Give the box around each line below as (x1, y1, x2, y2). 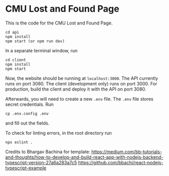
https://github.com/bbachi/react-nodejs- (78, 159, 164, 165)
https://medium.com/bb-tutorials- (91, 149, 162, 155)
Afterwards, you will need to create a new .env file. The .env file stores (5, 96, 154, 102)
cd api (5, 30, 19, 35)
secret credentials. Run (5, 101, 54, 107)
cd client (5, 57, 26, 63)
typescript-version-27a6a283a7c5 (5, 159, 77, 165)
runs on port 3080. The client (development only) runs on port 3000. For (5, 80, 158, 86)
